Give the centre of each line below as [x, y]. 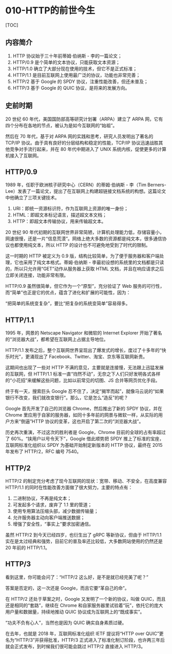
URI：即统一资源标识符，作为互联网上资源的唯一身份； [70, 209]
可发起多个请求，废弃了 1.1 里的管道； [52, 505]
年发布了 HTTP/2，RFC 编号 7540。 [43, 451]
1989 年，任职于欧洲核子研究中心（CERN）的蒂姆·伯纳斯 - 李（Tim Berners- [86, 185]
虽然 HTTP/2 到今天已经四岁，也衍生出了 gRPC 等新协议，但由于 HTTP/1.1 [83, 535]
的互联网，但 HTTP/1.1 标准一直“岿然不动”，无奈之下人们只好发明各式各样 [83, 374]
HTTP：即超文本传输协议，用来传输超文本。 [59, 222]
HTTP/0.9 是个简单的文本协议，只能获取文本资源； [66, 62]
